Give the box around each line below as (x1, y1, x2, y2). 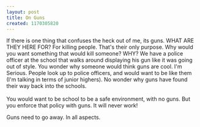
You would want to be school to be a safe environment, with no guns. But (6, 95, 191, 103)
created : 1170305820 (6, 20, 59, 26)
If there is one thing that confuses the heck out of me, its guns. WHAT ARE (6, 37, 194, 45)
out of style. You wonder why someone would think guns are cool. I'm (6, 63, 182, 70)
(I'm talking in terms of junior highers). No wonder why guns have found (6, 76, 188, 83)
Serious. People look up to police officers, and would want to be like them (6, 70, 192, 77)
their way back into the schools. (6, 82, 87, 90)
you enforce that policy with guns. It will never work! (6, 102, 138, 109)
